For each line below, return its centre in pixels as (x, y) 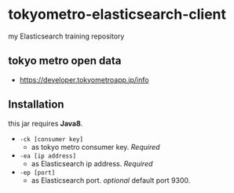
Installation (36, 105)
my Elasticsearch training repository (66, 36)
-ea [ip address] (48, 156)
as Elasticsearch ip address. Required (92, 163)
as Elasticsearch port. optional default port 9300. (111, 180)
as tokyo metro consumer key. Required (95, 147)
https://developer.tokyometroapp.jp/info (84, 79)
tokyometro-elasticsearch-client (117, 15)
